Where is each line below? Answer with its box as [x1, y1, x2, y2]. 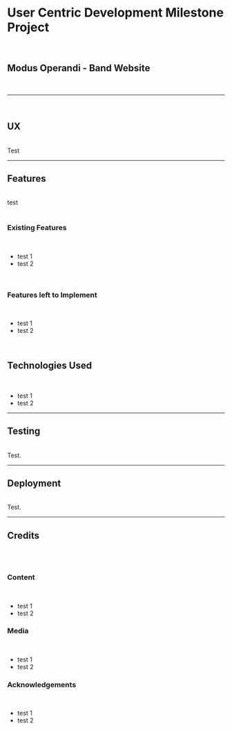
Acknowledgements [7, 680, 77, 689]
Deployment [7, 477, 61, 489]
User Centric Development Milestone [7, 5, 224, 21]
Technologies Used [7, 360, 92, 372]
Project [7, 19, 50, 35]
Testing [7, 425, 41, 437]
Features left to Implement [7, 290, 98, 300]
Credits [7, 530, 40, 541]
